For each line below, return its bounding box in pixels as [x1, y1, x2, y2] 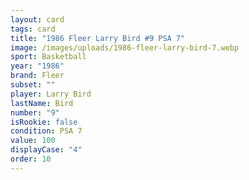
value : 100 [10, 136, 56, 146]
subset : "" [10, 80, 56, 90]
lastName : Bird [10, 98, 74, 108]
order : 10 [10, 154, 52, 164]
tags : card [10, 24, 56, 34]
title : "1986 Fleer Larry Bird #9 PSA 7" [10, 33, 186, 43]
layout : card [10, 14, 65, 25]
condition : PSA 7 [10, 126, 83, 136]
